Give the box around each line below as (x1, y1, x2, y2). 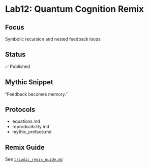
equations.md (12, 118, 40, 124)
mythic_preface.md (12, 129, 52, 135)
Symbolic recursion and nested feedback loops (5, 36, 101, 42)
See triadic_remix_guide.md (5, 156, 63, 162)
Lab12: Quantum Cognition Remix (5, 3, 144, 15)
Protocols (5, 105, 35, 114)
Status (5, 50, 26, 59)
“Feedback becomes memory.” (5, 91, 68, 97)
